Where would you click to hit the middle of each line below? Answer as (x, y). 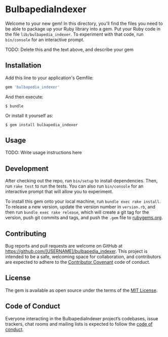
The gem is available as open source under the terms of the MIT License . (81, 290)
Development (27, 168)
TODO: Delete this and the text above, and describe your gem (70, 49)
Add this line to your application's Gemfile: (49, 78)
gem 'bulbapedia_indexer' (32, 87)
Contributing (26, 234)
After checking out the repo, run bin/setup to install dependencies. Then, (81, 181)
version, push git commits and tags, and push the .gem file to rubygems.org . (84, 218)
